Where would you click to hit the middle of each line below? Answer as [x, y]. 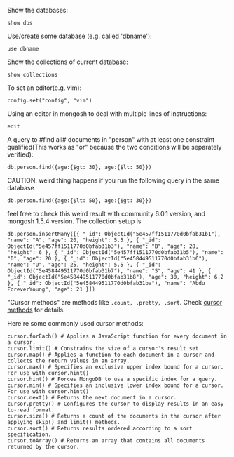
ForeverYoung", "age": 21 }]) [51, 289]
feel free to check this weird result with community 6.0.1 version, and [106, 214]
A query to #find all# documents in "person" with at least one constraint [111, 139]
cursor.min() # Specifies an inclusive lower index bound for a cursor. [116, 385]
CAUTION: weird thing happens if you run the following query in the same [113, 180]
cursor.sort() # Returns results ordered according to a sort [100, 428]
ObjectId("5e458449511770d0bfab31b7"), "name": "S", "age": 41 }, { [109, 271]
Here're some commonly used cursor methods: [75, 323]
